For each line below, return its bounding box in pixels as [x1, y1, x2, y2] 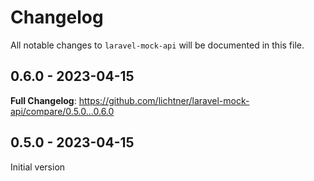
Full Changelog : [10, 94, 77, 106]
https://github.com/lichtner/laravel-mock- [78, 94, 250, 106]
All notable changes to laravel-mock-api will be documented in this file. [10, 39, 305, 51]
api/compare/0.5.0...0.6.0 [10, 105, 115, 117]
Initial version [10, 161, 66, 173]
